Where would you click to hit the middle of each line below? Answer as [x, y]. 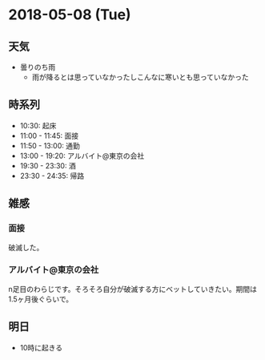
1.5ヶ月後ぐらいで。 [41, 299]
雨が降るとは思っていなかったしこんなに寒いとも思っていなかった [141, 77]
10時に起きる [41, 347]
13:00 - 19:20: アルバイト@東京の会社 [82, 156]
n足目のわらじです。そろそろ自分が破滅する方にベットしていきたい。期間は [133, 289]
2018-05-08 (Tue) [70, 15]
